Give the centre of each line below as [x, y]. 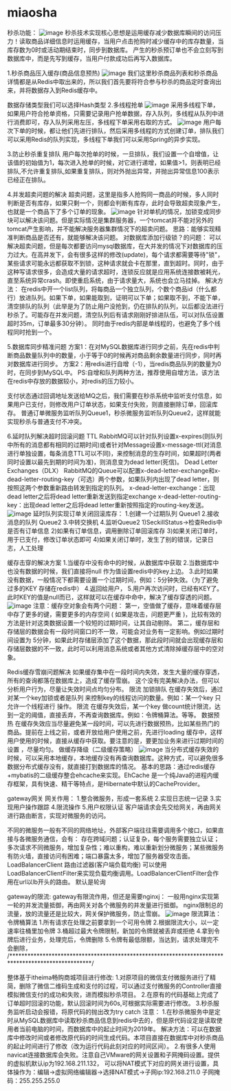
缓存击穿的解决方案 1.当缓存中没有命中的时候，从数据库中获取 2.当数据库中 [113, 562]
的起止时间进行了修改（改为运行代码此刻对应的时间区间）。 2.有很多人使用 [112, 1046]
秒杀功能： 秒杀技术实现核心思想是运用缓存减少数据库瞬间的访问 [111, 32]
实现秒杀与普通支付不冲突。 [46, 421]
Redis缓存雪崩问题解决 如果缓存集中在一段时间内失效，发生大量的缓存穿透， [115, 672]
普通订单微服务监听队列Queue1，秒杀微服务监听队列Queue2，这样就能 [121, 413]
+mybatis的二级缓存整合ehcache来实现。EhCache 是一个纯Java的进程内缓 [113, 775]
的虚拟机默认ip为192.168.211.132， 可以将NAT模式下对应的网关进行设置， [110, 1063]
